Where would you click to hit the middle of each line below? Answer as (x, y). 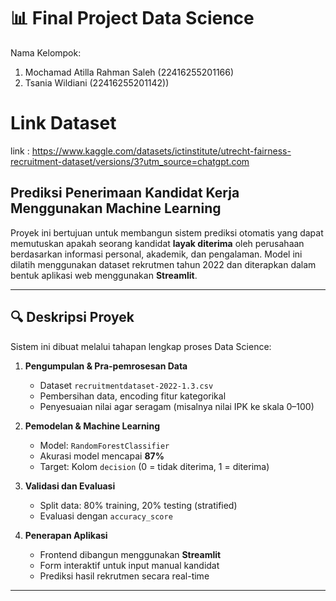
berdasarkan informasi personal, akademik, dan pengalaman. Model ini (156, 254)
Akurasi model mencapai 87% (102, 456)
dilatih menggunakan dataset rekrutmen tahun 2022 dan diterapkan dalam (163, 264)
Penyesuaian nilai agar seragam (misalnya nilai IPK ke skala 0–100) (177, 406)
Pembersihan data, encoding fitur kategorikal (133, 396)
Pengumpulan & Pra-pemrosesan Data (106, 366)
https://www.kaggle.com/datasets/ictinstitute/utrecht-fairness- (161, 151)
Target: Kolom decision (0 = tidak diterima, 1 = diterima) (154, 466)
